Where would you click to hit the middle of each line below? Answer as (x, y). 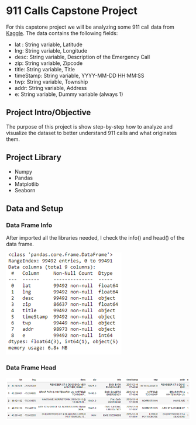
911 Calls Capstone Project (72, 11)
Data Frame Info (29, 225)
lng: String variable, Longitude (51, 50)
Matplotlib (27, 184)
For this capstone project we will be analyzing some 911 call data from (90, 27)
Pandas (24, 178)
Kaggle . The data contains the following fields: (62, 33)
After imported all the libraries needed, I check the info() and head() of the (95, 238)
